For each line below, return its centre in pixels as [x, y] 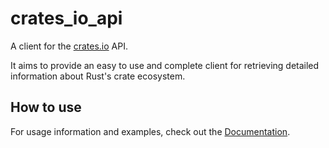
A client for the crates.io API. [69, 46]
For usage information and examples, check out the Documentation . [150, 131]
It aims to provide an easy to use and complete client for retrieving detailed [165, 65]
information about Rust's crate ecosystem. [98, 76]
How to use [46, 107]
